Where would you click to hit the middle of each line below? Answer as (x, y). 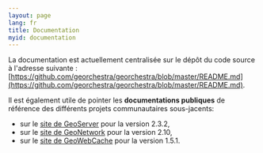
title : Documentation (44, 30)
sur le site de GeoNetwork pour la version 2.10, (96, 132)
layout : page (30, 15)
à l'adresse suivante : (43, 69)
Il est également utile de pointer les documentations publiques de (117, 100)
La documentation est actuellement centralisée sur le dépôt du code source (132, 60)
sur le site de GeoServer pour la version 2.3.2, (95, 124)
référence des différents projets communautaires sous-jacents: (111, 109)
